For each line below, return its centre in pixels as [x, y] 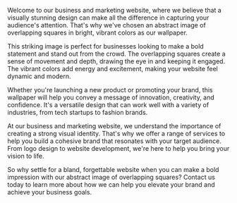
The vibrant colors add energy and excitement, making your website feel [113, 69]
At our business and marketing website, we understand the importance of [114, 126]
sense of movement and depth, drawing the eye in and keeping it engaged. [116, 61]
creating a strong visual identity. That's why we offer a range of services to [116, 134]
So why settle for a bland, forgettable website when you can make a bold [113, 170]
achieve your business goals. [50, 192]
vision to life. [26, 156]
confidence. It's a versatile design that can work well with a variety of [108, 105]
